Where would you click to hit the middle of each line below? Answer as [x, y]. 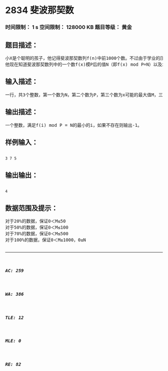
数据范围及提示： [31, 208]
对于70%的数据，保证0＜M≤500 [37, 233]
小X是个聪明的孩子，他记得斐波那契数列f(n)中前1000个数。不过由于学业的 [83, 58]
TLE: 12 [14, 317]
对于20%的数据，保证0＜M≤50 [35, 221]
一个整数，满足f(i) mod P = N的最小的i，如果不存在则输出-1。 [74, 125]
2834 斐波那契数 [39, 10]
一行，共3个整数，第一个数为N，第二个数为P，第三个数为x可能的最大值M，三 [84, 95]
